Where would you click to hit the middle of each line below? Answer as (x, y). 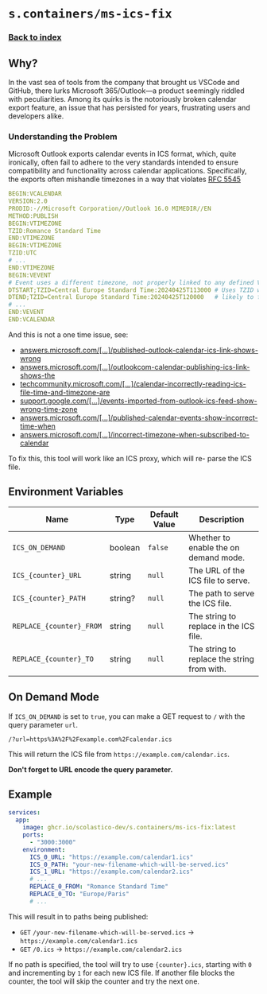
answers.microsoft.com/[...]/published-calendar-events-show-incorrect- (139, 417)
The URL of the (216, 570)
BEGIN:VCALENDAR (35, 194)
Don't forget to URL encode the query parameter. (91, 769)
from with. (207, 669)
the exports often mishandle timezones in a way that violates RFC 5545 (124, 179)
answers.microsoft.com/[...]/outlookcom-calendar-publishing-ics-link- (135, 367)
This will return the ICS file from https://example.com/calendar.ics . (119, 754)
